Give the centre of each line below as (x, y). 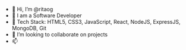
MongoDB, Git (29, 28)
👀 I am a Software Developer (47, 15)
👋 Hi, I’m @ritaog (32, 9)
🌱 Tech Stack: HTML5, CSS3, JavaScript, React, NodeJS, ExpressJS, (96, 22)
